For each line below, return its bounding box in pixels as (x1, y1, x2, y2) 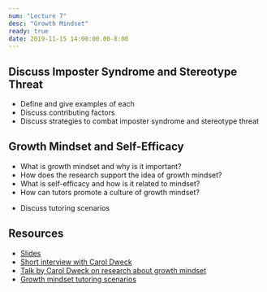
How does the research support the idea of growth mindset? (19, 170, 222, 180)
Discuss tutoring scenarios (19, 203, 110, 212)
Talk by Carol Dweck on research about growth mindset (19, 265, 207, 275)
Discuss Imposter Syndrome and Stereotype (8, 64, 238, 78)
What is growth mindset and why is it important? (19, 161, 182, 171)
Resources (8, 227, 64, 241)
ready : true (8, 27, 49, 35)
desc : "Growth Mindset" (8, 20, 89, 28)
